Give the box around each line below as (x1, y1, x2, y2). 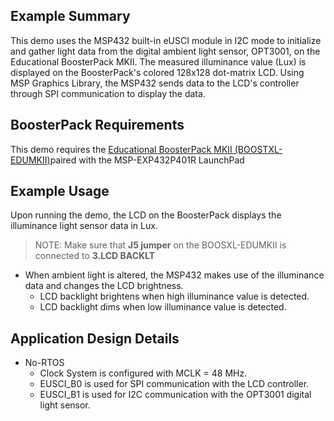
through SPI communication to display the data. (10, 87, 206, 99)
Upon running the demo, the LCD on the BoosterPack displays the (10, 209, 282, 221)
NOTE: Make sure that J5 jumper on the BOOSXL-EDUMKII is (34, 239, 287, 251)
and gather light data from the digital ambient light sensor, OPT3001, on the (10, 45, 321, 57)
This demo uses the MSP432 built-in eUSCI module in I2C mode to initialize (10, 34, 322, 46)
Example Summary (10, 8, 131, 25)
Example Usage (10, 183, 110, 200)
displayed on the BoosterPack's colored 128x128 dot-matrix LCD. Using (10, 66, 305, 78)
